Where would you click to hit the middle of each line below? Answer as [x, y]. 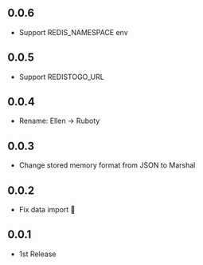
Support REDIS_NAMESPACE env [73, 32]
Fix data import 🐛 [47, 210]
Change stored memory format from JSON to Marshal [107, 165]
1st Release [37, 254]
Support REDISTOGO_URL [61, 77]
